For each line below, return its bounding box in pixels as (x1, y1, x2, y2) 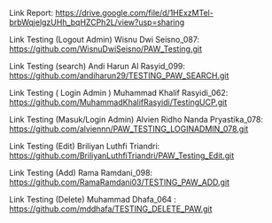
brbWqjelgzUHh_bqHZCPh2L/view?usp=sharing (9, 17, 185, 28)
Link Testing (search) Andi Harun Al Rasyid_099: (9, 61, 186, 71)
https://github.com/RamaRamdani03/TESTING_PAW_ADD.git (9, 177, 230, 187)
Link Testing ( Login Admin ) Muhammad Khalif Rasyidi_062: (9, 88, 229, 98)
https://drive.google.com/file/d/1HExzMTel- (55, 8, 214, 18)
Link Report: (9, 8, 54, 18)
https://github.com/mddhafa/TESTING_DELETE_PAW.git (9, 203, 213, 214)
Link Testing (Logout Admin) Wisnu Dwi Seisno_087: (9, 35, 200, 44)
